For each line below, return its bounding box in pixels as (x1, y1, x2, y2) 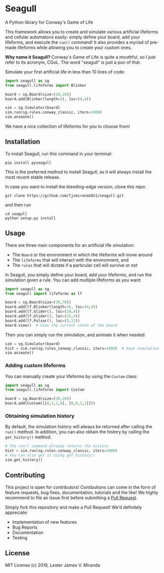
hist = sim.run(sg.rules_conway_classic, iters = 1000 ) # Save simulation (5, 346, 160, 351)
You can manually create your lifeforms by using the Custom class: (5, 373, 138, 379)
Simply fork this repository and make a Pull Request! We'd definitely (5, 504, 142, 510)
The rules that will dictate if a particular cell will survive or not (12, 262, 138, 268)
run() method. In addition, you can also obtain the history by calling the (5, 429, 150, 435)
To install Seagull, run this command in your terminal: (5, 151, 112, 157)
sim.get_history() (5, 458, 43, 463)
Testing (12, 535, 28, 540)
